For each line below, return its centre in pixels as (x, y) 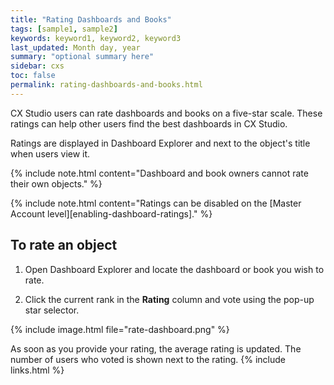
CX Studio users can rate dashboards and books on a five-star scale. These (166, 113)
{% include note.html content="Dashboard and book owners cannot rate (159, 173)
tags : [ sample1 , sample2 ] (64, 29)
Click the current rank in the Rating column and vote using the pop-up (169, 299)
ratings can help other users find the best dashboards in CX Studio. (149, 123)
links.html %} (37, 370)
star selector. (52, 310)
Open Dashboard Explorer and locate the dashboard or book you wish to (174, 269)
